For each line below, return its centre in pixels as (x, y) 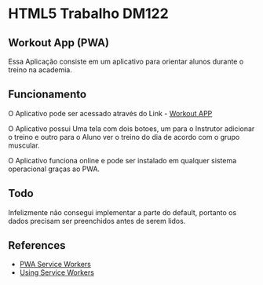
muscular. (24, 145)
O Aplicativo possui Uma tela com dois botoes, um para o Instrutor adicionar (131, 128)
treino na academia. (40, 70)
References (37, 245)
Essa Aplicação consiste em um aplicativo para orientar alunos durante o (126, 61)
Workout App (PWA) (59, 43)
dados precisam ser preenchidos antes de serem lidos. (97, 221)
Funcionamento (47, 95)
